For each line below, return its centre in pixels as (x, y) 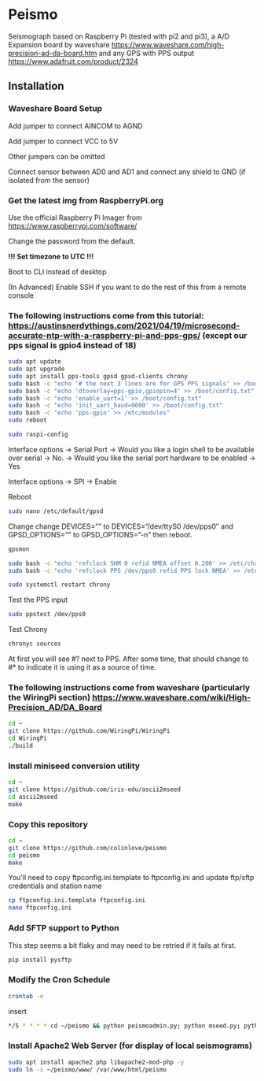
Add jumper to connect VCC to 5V (63, 141)
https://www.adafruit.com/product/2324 (73, 61)
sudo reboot (27, 420)
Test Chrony (28, 630)
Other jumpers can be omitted (57, 156)
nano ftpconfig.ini (40, 908)
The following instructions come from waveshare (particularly (129, 688)
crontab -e (26, 996)
